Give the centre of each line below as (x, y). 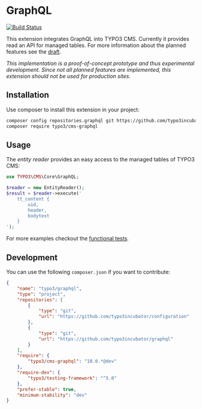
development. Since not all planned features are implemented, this (89, 69)
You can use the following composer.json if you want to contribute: (88, 272)
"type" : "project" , (41, 294)
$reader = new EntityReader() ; (45, 188)
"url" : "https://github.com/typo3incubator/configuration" (114, 317)
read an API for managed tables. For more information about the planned (96, 45)
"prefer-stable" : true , (47, 389)
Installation (28, 95)
